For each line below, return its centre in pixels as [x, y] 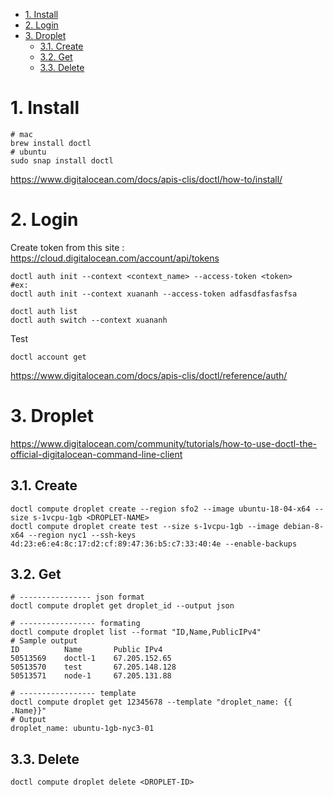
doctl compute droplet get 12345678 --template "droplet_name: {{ [151, 702]
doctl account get [48, 357]
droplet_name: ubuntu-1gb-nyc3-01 [82, 729]
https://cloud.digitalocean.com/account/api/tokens [115, 258]
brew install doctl [51, 143]
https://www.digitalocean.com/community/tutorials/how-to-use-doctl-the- [164, 443]
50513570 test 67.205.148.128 [93, 667]
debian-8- [304, 526]
